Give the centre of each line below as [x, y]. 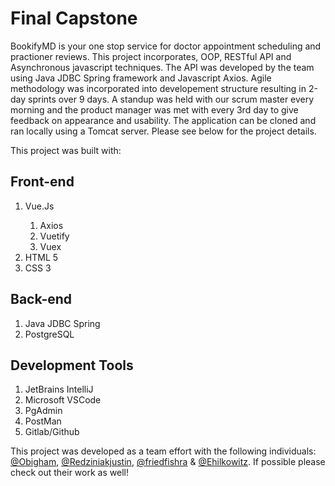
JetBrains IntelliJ [59, 389]
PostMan [43, 421]
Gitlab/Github [52, 432]
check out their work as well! [69, 473]
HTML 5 [41, 257]
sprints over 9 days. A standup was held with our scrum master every [171, 99]
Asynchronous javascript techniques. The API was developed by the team [162, 67]
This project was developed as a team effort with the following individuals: [163, 451]
